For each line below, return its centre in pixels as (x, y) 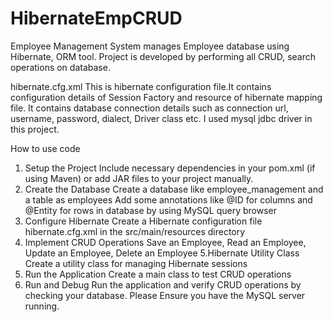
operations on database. (60, 67)
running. (42, 306)
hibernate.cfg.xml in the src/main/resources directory (135, 231)
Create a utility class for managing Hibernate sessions (136, 263)
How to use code (45, 148)
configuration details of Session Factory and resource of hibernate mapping (166, 97)
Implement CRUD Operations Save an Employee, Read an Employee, (165, 242)
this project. (35, 129)
